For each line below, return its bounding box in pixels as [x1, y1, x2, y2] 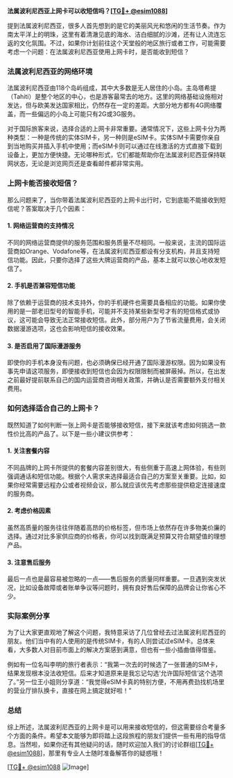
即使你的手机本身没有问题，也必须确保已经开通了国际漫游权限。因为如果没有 [7, 358, 226, 367]
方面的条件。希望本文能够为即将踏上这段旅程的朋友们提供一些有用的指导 [12, 731, 220, 740]
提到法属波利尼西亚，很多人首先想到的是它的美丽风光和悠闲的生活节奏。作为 [7, 22, 226, 30]
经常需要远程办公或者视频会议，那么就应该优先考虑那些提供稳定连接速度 [19, 480, 226, 489]
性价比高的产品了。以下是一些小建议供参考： [7, 429, 135, 437]
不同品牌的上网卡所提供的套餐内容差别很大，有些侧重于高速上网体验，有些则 [7, 463, 226, 471]
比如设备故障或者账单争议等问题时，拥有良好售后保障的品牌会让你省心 [19, 583, 220, 592]
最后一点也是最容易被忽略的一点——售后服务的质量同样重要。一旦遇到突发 [7, 575, 220, 583]
